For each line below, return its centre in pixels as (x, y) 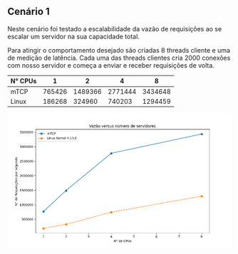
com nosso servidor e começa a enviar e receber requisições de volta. (111, 65)
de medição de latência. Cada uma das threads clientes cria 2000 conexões (119, 58)
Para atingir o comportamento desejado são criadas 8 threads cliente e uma (119, 50)
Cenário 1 (29, 12)
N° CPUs (24, 81)
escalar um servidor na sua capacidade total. (74, 36)
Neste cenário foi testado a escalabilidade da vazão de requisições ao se (115, 28)
